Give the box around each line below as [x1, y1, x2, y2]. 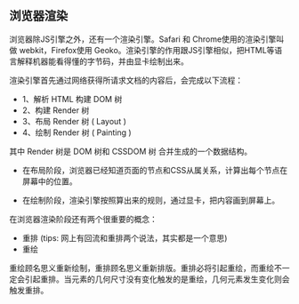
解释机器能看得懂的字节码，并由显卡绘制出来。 [16, 56, 189, 67]
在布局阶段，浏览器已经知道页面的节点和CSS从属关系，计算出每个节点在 [21, 164, 287, 175]
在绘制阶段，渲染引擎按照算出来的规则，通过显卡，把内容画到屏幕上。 [21, 195, 280, 205]
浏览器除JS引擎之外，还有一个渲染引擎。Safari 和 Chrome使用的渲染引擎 [9, 34, 277, 44]
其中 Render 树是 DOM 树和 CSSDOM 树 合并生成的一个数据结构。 [9, 146, 252, 156]
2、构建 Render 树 [21, 105, 90, 116]
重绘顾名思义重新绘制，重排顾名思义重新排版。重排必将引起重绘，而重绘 [9, 262, 274, 273]
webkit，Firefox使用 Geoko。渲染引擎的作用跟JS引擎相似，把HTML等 [19, 44, 275, 55]
